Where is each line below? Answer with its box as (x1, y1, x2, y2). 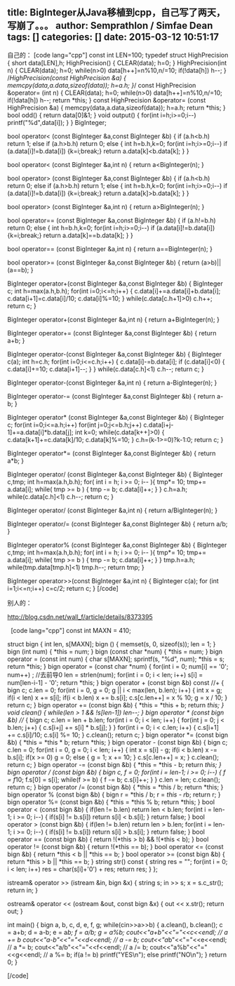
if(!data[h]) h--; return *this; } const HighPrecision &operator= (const (7, 95, 206, 104)
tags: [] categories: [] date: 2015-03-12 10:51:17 (7, 31, 220, 44)
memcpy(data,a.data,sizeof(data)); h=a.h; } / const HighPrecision (7, 81, 196, 89)
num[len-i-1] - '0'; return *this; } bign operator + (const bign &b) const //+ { (7, 678, 224, 686)
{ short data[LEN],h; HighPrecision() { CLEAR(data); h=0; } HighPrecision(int (7, 58, 227, 67)
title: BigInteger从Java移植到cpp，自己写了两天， (7, 6, 226, 19)
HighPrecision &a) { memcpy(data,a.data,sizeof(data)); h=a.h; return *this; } (7, 103, 226, 112)
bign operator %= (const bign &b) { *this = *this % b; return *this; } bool (7, 797, 215, 806)
